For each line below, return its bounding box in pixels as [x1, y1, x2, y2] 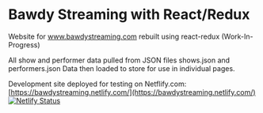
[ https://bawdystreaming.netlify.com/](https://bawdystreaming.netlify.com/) [8, 87, 256, 96]
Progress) [8, 40, 41, 49]
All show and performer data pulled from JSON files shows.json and [8, 55, 231, 65]
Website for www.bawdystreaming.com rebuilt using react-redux [8, 32, 220, 41]
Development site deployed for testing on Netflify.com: [8, 79, 187, 89]
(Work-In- [221, 32, 253, 41]
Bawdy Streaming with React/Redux [8, 6, 250, 24]
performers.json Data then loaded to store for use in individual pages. [8, 63, 235, 73]
